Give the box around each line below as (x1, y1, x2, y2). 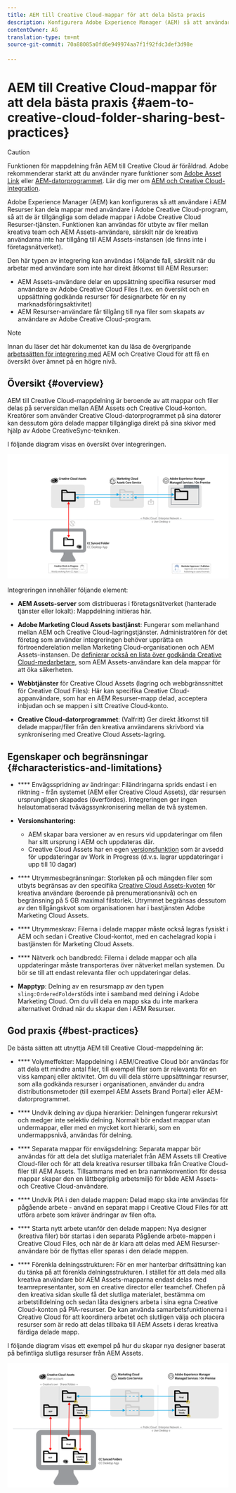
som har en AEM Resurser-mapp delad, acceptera (63, 694, 208, 702)
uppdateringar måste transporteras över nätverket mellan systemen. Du (17, 961, 225, 969)
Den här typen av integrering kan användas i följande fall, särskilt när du (7, 256, 216, 264)
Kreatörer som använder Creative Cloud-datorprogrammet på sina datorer (7, 411, 221, 419)
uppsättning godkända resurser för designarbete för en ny (17, 292, 186, 301)
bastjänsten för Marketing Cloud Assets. (17, 940, 135, 948)
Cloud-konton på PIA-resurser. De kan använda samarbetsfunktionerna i (17, 1305, 227, 1313)
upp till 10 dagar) (27, 860, 77, 869)
